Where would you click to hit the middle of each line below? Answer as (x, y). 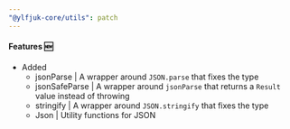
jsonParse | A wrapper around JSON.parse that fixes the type (147, 77)
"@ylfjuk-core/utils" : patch (63, 18)
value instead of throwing (82, 96)
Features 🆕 (31, 47)
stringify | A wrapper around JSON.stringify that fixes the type (152, 106)
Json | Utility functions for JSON (95, 115)
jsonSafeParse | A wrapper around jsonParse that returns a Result (158, 86)
